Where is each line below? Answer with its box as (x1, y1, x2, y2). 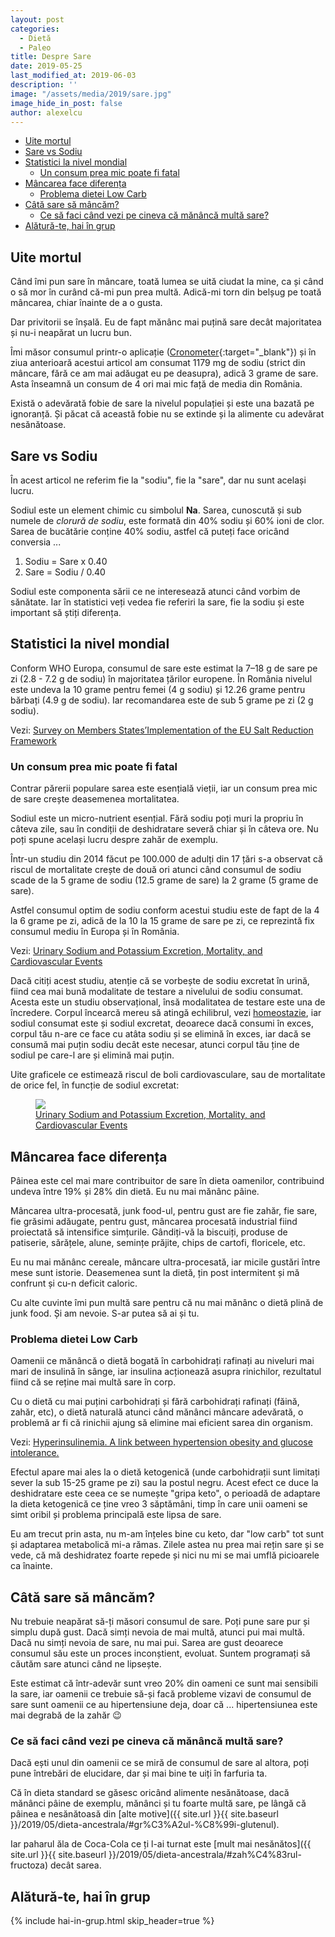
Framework (10, 734, 57, 746)
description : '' (10, 80, 78, 90)
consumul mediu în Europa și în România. (10, 926, 180, 938)
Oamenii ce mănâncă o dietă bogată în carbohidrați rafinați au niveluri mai (10, 1355, 315, 1367)
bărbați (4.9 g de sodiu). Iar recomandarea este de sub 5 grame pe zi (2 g (10, 694, 314, 706)
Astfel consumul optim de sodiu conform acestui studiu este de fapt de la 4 (10, 904, 320, 916)
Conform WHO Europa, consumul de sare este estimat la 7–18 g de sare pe (10, 662, 318, 674)
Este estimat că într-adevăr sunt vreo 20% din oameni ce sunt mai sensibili (10, 1677, 318, 1690)
